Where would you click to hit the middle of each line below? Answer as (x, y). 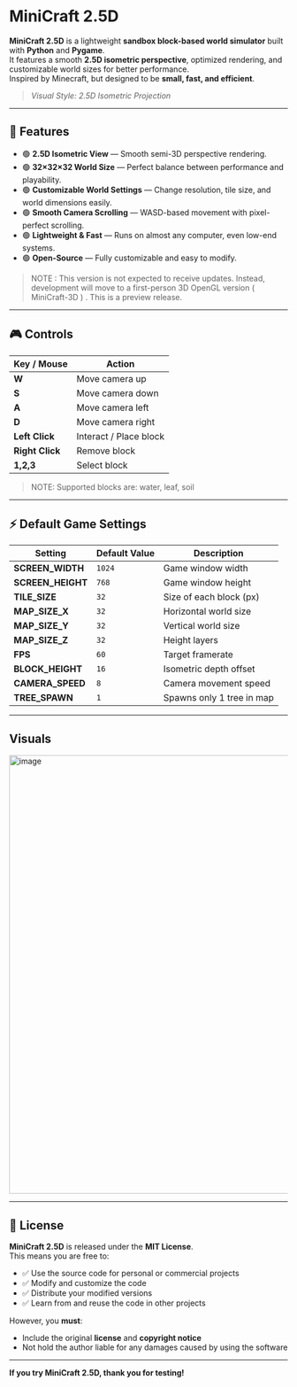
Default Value (125, 554)
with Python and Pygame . (57, 50)
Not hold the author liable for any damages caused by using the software (155, 1347)
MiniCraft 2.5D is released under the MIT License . (101, 1247)
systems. (38, 248)
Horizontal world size (207, 611)
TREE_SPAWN (43, 698)
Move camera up (111, 378)
